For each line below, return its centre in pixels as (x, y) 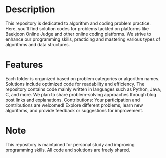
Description (30, 9)
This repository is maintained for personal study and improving (70, 144)
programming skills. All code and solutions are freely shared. (68, 150)
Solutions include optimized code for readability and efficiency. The (75, 84)
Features (24, 65)
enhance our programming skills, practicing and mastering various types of (83, 39)
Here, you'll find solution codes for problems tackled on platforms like (77, 28)
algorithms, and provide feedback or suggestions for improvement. (74, 110)
